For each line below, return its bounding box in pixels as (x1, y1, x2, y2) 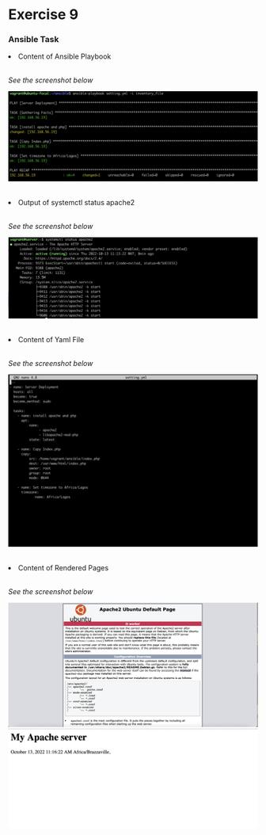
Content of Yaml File (18, 335, 85, 345)
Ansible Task (8, 34, 59, 45)
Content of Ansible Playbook (18, 51, 112, 61)
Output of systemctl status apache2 (18, 197, 135, 207)
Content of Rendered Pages (18, 562, 109, 572)
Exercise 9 (8, 6, 79, 24)
